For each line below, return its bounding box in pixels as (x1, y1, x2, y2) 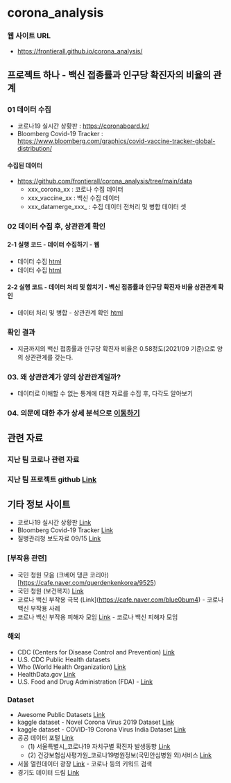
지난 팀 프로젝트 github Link (7, 475, 97, 484)
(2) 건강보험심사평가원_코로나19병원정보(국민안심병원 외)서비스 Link (27, 751, 212, 759)
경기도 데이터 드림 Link (17, 768, 80, 777)
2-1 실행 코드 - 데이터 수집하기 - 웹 (7, 240, 100, 248)
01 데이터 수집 (7, 104, 52, 114)
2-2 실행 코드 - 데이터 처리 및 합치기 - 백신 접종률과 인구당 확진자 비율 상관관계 (7, 283, 217, 291)
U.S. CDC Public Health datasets (17, 655, 111, 664)
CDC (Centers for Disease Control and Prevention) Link (17, 648, 175, 656)
